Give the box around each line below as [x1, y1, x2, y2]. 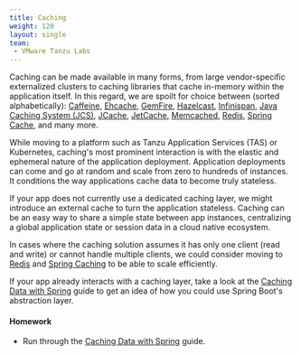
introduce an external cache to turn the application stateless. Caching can [9, 202, 285, 213]
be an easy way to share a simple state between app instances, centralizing [9, 212, 292, 223]
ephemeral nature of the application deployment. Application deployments [9, 156, 287, 167]
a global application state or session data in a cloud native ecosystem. [9, 222, 271, 233]
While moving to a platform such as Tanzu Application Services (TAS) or [9, 137, 277, 148]
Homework [9, 315, 52, 326]
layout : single [9, 30, 67, 39]
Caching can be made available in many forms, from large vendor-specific [9, 71, 287, 82]
